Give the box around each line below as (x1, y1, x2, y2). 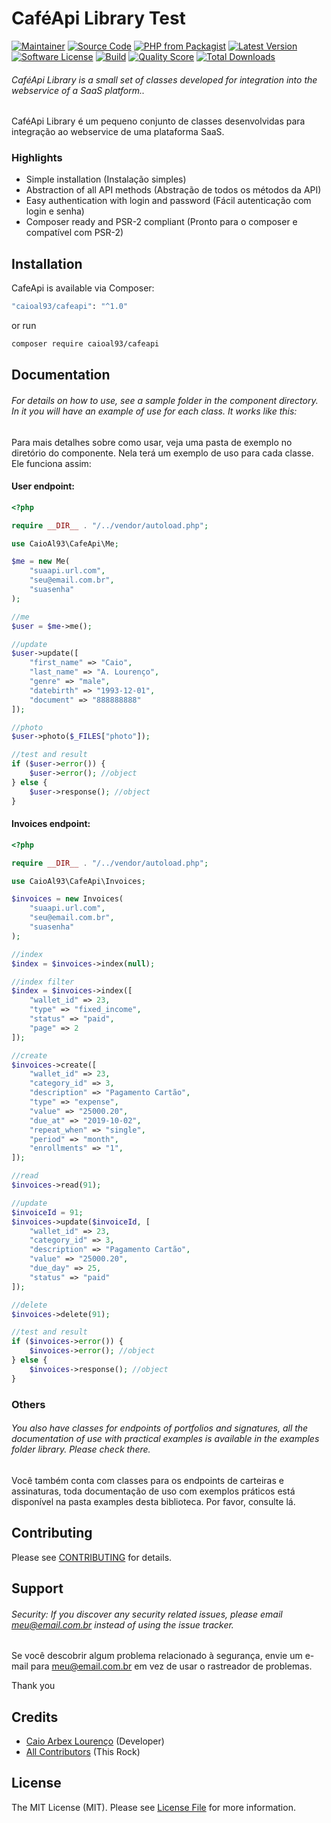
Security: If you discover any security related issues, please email (11, 1608, 283, 1620)
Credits (11, 1708, 59, 1726)
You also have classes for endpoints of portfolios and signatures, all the (11, 1422, 309, 1434)
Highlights (11, 151, 63, 165)
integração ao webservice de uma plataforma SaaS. (11, 126, 225, 138)
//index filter (11, 977, 75, 987)
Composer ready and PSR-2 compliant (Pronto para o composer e (25, 216, 298, 228)
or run (11, 320, 37, 332)
